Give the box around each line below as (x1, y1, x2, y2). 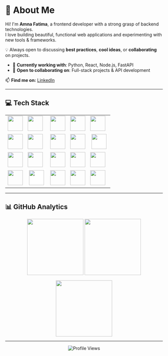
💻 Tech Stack (5, 99, 49, 107)
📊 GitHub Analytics (5, 203, 68, 211)
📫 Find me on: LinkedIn (5, 77, 55, 83)
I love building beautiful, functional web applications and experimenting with (5, 31, 162, 37)
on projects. (5, 52, 30, 58)
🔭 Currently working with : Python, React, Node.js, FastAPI (12, 62, 134, 68)
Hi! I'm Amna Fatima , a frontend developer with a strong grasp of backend (5, 21, 159, 27)
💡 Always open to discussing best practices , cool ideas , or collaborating (5, 46, 157, 52)
